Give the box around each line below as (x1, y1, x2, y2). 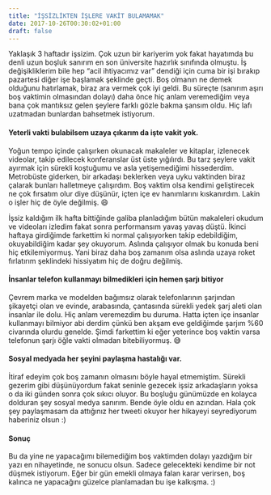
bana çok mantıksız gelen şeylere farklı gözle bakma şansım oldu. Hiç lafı (8, 100, 252, 110)
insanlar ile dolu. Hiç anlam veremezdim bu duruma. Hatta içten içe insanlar (8, 309, 260, 319)
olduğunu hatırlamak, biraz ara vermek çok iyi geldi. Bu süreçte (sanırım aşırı (8, 83, 264, 93)
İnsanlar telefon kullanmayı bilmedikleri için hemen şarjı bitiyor (8, 274, 224, 284)
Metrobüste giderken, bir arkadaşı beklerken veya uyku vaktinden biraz (8, 171, 246, 181)
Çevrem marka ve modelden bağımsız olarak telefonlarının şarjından (8, 292, 235, 302)
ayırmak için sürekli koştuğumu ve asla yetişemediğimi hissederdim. (8, 163, 235, 172)
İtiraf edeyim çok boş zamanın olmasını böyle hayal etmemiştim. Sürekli (8, 371, 246, 381)
